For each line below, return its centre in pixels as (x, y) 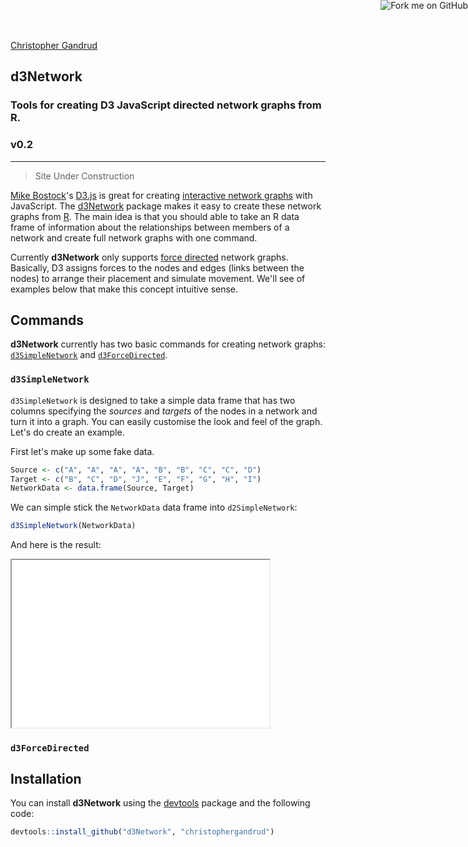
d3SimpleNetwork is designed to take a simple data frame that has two (153, 400)
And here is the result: (56, 545)
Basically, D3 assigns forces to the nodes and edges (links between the (157, 267)
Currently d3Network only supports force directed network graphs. (149, 257)
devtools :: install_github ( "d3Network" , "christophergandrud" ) (142, 832)
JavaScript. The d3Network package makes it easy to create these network (166, 206)
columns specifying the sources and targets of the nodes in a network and (164, 411)
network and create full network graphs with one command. (134, 237)
